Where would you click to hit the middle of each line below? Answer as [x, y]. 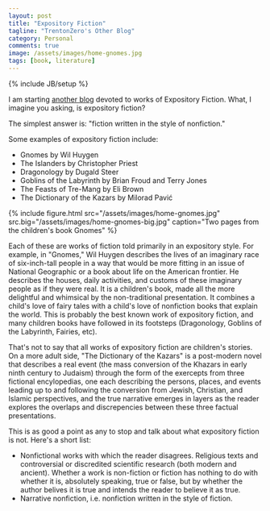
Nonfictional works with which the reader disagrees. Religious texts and [139, 455]
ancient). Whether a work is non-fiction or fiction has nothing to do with [139, 472]
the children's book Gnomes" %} [63, 230]
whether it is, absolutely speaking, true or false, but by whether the [131, 481]
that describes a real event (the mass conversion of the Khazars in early [128, 364]
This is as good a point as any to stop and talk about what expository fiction [134, 431]
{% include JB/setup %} [48, 83]
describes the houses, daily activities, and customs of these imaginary [125, 280]
